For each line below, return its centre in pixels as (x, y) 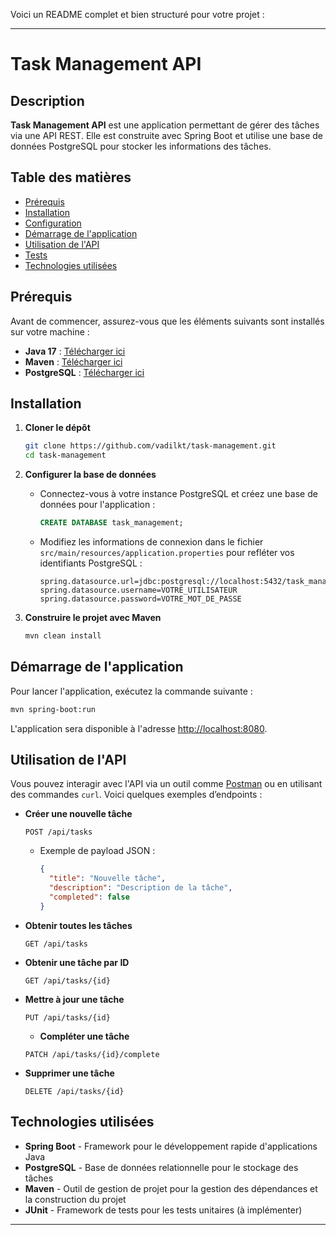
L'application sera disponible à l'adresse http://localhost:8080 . (139, 728)
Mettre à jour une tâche (74, 999)
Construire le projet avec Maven (93, 618)
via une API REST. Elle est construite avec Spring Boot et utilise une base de (166, 135)
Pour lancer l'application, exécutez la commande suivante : (131, 691)
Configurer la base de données (90, 475)
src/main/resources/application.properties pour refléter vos (167, 553)
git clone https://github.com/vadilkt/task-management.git (150, 446)
